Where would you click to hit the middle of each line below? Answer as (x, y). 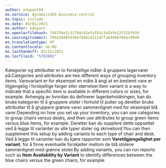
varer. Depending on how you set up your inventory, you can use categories (83, 113)
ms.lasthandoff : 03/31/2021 (34, 51)
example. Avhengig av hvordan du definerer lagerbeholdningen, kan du (78, 97)
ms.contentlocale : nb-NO (31, 47)
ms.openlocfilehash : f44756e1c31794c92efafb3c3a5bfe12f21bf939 (72, 33)
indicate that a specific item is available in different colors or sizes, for (77, 91)
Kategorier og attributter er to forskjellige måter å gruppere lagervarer (77, 70)
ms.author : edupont (25, 28)
